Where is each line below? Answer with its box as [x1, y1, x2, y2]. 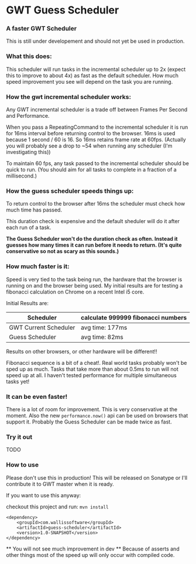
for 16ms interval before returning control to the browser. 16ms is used [6, 130, 176, 137]
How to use [6, 461, 39, 469]
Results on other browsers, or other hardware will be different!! [6, 348, 157, 355]
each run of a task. [6, 224, 51, 231]
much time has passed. [6, 206, 63, 214]
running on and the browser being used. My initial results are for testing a [6, 282, 183, 289]
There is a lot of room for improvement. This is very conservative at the [6, 405, 177, 413]
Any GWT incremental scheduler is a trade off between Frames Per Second [6, 106, 188, 113]
